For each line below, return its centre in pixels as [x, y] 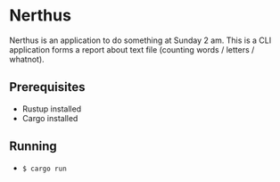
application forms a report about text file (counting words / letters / [132, 49]
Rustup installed [52, 109]
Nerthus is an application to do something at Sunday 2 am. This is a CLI [140, 40]
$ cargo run [44, 169]
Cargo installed [50, 118]
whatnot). [27, 59]
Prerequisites [47, 87]
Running [33, 147]
